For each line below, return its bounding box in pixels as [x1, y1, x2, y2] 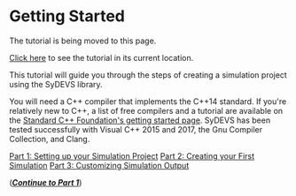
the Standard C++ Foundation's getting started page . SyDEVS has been [9, 115, 271, 125]
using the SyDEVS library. [9, 79, 104, 89]
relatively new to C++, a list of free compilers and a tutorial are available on [9, 105, 284, 116]
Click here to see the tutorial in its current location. [9, 52, 194, 63]
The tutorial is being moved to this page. [9, 35, 157, 46]
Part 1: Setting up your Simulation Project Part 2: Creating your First [9, 150, 255, 161]
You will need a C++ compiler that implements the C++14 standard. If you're [9, 95, 287, 107]
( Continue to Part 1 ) [9, 177, 82, 187]
